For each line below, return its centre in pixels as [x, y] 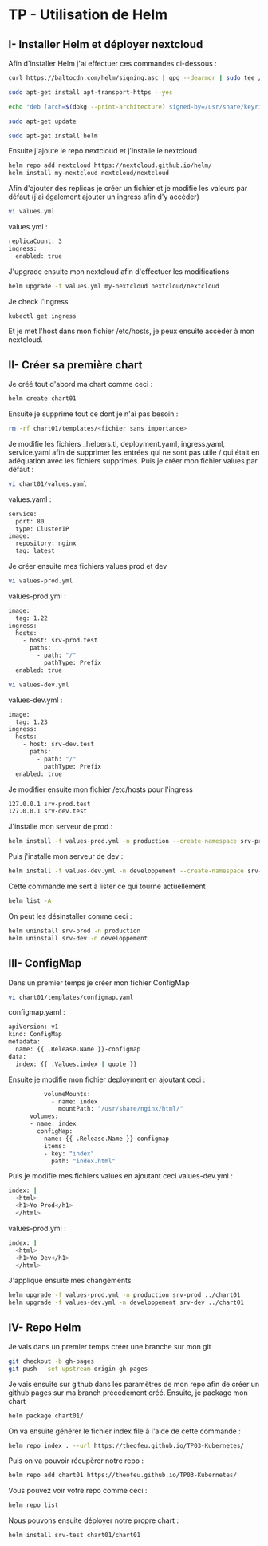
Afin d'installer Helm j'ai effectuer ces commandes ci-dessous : [112, 63]
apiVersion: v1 [33, 1027]
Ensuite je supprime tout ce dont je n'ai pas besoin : [93, 414]
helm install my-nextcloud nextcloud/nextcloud [89, 173]
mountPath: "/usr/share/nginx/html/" [121, 1109]
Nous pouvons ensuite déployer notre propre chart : [94, 1520]
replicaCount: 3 [35, 241]
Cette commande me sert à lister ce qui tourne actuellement [107, 886]
